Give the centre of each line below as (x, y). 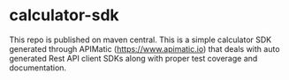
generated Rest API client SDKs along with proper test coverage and (133, 58)
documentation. (38, 68)
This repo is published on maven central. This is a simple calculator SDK (141, 40)
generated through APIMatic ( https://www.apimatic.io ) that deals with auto (144, 48)
